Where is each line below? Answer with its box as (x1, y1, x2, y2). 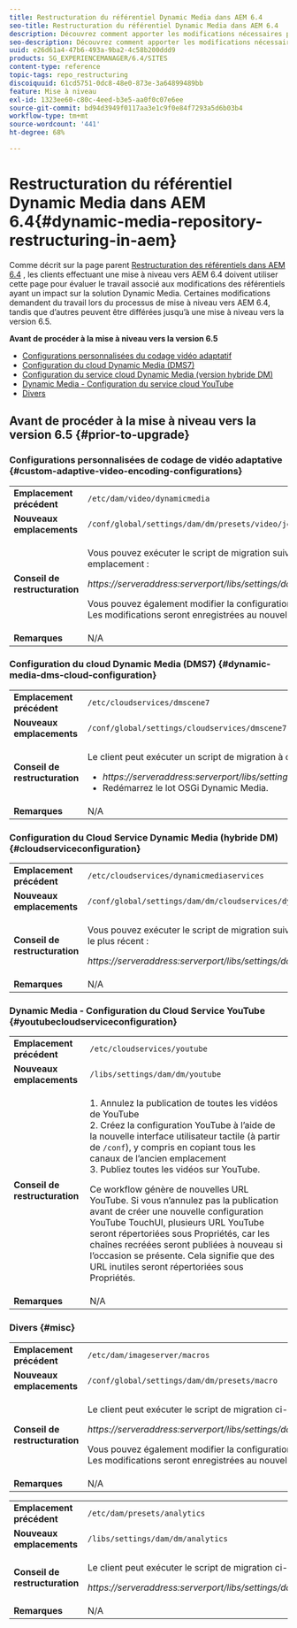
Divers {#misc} (9, 1322, 76, 1334)
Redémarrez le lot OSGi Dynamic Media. (102, 781, 269, 794)
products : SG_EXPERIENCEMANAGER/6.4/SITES (9, 54, 168, 63)
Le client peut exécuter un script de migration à (87, 750, 284, 763)
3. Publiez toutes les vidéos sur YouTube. (89, 1163, 261, 1176)
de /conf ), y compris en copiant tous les (89, 1141, 256, 1154)
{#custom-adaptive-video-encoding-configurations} (9, 465, 243, 478)
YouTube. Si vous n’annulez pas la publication (89, 1194, 278, 1207)
